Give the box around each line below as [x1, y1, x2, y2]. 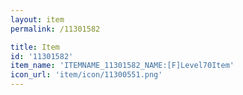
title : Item [10, 42, 60, 52]
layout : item [10, 14, 65, 25]
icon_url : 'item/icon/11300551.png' [10, 70, 163, 80]
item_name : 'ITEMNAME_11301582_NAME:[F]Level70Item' [10, 61, 235, 71]
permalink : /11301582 [10, 24, 101, 34]
